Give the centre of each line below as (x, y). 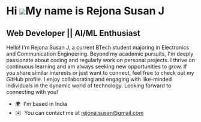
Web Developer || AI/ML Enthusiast (73, 33)
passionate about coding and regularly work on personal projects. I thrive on (100, 60)
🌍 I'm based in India (41, 104)
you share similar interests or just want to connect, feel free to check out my (100, 73)
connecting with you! (32, 92)
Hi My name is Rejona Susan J (85, 11)
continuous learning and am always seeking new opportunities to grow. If (97, 66)
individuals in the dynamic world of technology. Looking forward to (89, 86)
